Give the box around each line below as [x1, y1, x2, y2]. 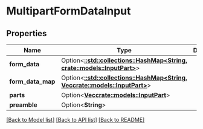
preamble [9, 101, 37, 109]
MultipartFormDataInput [6, 4, 131, 18]
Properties [6, 28, 47, 39]
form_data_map [9, 77, 56, 86]
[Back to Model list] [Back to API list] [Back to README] [6, 116, 145, 123]
